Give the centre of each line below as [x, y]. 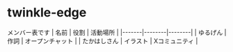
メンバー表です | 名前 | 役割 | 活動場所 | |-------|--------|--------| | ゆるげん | [117, 32]
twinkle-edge [47, 13]
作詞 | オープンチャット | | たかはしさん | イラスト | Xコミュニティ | [103, 41]
